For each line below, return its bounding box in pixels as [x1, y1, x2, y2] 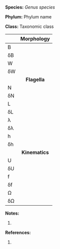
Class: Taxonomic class [5, 23, 54, 29]
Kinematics [21, 149, 49, 156]
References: [5, 230, 31, 236]
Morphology [20, 35, 51, 42]
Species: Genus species [5, 4, 56, 10]
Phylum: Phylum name [5, 14, 52, 19]
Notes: [5, 210, 20, 216]
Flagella [25, 76, 45, 83]
